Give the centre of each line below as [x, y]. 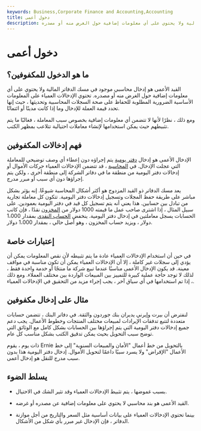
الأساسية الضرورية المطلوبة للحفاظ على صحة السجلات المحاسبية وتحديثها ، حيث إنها [100, 102]
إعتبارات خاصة [31, 241]
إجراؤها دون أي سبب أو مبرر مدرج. [45, 179]
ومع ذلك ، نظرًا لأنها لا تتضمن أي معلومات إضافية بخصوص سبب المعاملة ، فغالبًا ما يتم [101, 120]
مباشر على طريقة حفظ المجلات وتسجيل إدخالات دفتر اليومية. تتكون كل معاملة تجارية [101, 197]
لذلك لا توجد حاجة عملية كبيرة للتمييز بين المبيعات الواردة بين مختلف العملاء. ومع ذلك [100, 275]
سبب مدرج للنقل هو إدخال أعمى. [43, 358]
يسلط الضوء [27, 377]
